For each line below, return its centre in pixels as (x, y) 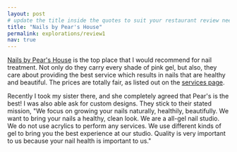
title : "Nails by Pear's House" (55, 27)
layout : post (26, 14)
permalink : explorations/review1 (56, 33)
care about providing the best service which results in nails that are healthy (116, 75)
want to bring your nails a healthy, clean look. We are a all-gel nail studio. (114, 119)
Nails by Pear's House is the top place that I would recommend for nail (110, 60)
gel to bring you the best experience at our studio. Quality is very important (116, 134)
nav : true (22, 40)
